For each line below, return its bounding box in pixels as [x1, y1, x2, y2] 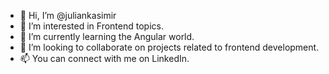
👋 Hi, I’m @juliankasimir [19, 10, 117, 21]
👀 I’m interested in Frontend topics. [19, 20, 164, 32]
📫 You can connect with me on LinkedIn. [19, 53, 190, 64]
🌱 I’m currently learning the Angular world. [19, 31, 195, 42]
